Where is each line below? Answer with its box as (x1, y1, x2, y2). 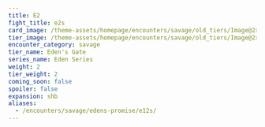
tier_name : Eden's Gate (8, 48, 87, 56)
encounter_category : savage (8, 41, 101, 49)
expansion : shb (8, 92, 58, 100)
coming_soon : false (8, 77, 73, 85)
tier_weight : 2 (8, 70, 58, 78)
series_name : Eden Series (8, 56, 93, 64)
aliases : (8, 99, 37, 107)
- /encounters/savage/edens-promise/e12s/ (15, 107, 157, 115)
